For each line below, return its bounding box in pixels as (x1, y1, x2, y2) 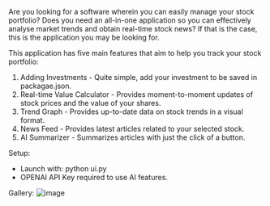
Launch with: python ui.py (19, 164, 107, 173)
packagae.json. (19, 81, 72, 90)
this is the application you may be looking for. (8, 32, 160, 42)
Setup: (8, 149, 31, 158)
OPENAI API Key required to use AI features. (19, 173, 169, 182)
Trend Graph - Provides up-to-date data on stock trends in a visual (19, 107, 243, 116)
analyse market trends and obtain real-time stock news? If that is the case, (8, 24, 258, 33)
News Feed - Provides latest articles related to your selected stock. (19, 124, 245, 133)
